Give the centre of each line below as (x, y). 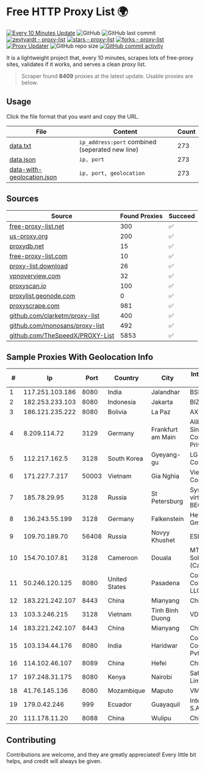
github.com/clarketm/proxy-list (54, 315)
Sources (23, 199)
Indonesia (122, 402)
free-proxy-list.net (37, 226)
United (117, 579)
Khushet (163, 540)
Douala (161, 558)
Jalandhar (165, 392)
